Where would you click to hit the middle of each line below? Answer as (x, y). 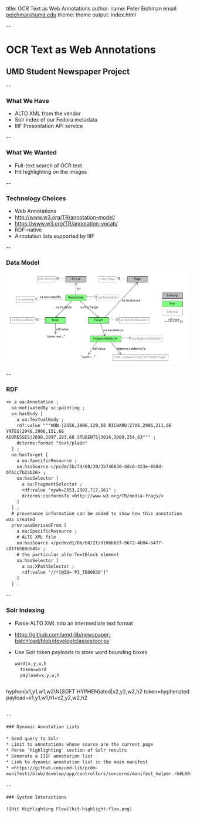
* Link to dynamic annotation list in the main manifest (77, 762)
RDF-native (28, 230)
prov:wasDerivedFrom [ (39, 526)
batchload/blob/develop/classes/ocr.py (62, 641)
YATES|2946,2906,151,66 (35, 432)
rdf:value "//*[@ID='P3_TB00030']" (65, 573)
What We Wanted (31, 153)
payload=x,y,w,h (40, 675)
